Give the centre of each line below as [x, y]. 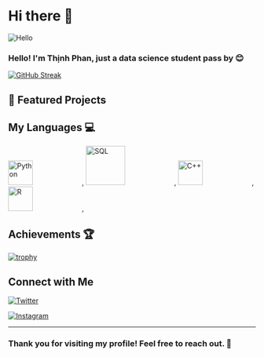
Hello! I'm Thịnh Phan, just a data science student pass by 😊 [126, 58]
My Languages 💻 [52, 127]
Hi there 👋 [40, 16]
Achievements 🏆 [51, 234]
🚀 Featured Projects [57, 100]
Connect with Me [51, 282]
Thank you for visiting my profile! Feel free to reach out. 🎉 [120, 343]
